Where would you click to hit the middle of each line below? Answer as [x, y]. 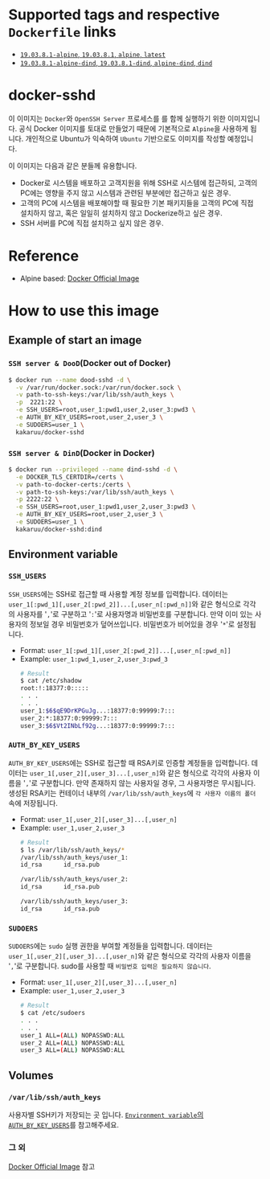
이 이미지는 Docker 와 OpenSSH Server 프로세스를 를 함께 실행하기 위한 [117, 118]
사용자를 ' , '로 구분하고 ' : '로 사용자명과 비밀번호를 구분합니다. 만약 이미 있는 [135, 614]
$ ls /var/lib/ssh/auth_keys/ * [72, 850]
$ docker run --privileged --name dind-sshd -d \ [93, 469]
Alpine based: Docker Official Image [80, 278]
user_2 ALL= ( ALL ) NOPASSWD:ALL [72, 1043]
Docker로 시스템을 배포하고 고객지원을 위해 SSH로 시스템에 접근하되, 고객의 [139, 183]
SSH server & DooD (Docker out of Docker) [90, 364]
